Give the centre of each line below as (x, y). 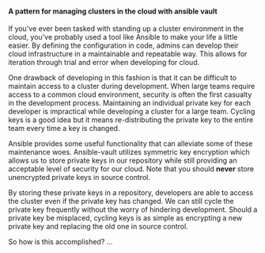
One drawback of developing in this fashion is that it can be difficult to (123, 78)
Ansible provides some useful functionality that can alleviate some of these (131, 144)
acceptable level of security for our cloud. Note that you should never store (131, 169)
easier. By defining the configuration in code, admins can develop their (123, 46)
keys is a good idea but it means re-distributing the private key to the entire (131, 120)
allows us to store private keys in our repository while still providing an (123, 161)
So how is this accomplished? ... (61, 242)
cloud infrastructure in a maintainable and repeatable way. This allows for (128, 54)
